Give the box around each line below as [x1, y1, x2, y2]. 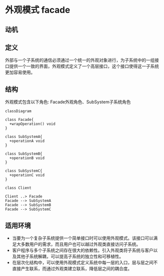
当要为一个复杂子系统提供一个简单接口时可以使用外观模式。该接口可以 [12, 235, 154, 241]
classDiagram [5, 109, 32, 114]
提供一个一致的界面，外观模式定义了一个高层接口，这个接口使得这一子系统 [9, 63, 159, 69]
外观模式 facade [5, 4, 70, 16]
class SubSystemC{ [5, 169, 42, 174]
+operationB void [9, 156, 45, 161]
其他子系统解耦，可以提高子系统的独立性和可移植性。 [16, 254, 123, 259]
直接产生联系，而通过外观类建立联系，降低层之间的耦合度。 [12, 266, 132, 272]
